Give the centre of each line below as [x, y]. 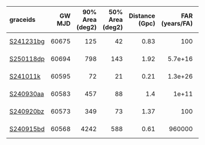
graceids [23, 19]
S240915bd [27, 129]
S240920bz [27, 111]
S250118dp [27, 59]
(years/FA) [177, 23]
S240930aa [27, 94]
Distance [142, 16]
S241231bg [27, 41]
